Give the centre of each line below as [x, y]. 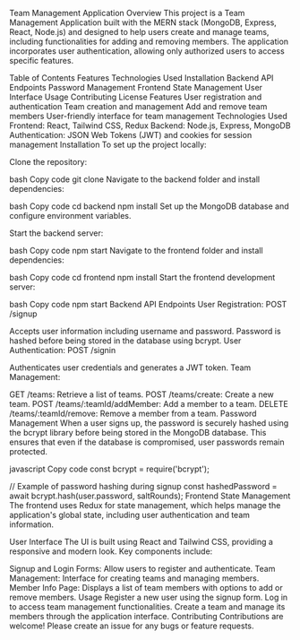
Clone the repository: [48, 162]
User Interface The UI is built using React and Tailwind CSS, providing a [141, 542]
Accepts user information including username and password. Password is [145, 331]
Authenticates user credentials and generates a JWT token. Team [130, 368]
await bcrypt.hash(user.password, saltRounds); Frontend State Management [150, 496]
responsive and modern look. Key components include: [111, 551]
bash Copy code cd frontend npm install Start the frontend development [142, 277]
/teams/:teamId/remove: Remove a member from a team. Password [133, 413]
